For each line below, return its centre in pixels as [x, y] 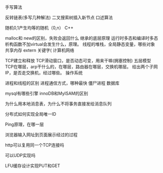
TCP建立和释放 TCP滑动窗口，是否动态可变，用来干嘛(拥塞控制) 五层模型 [78, 61]
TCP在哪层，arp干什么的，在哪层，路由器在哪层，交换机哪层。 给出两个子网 [81, 67]
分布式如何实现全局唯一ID [31, 114]
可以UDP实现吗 [20, 155]
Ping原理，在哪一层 [25, 124]
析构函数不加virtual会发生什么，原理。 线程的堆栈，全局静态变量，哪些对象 [80, 44]
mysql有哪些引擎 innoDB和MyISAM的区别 [47, 93]
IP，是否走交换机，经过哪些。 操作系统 [44, 73]
